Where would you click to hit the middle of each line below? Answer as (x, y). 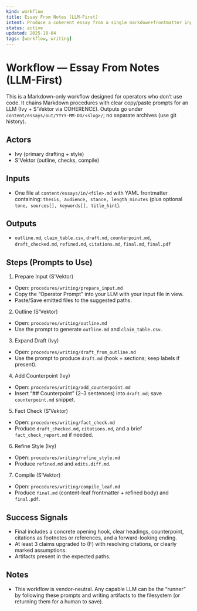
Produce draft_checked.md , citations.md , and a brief (78, 429)
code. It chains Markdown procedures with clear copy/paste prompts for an (97, 103)
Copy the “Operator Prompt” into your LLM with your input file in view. (99, 294)
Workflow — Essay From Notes (83, 68)
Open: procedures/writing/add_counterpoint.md (72, 387)
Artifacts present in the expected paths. (62, 556)
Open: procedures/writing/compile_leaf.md (67, 487)
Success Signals (37, 517)
